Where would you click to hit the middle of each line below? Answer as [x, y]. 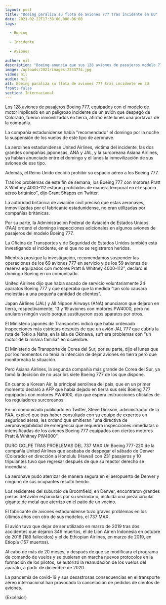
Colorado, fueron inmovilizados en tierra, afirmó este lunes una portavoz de [82, 118]
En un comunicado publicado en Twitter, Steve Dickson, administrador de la [82, 410]
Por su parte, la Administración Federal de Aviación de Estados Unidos [77, 223]
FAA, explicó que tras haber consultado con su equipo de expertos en [76, 415]
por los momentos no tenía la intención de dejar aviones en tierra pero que [81, 354]
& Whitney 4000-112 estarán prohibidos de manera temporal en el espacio [81, 188]
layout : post [19, 10]
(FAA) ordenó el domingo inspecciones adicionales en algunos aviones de [80, 228]
